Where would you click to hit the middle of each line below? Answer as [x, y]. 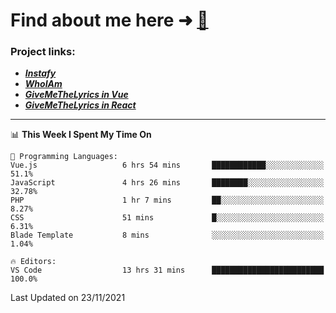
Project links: [43, 52]
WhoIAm [43, 84]
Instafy [40, 73]
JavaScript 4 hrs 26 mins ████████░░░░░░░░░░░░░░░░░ [167, 183]
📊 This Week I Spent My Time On [81, 135]
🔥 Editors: [33, 262]
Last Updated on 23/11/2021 [68, 298]
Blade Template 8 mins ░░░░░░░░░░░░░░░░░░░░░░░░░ [167, 235]
